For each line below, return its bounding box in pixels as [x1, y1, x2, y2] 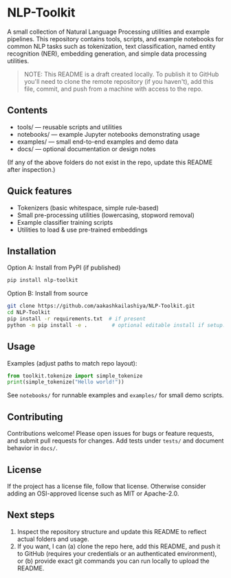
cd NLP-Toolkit [7, 309, 51, 316]
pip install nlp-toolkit [7, 277, 78, 284]
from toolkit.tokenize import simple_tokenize [7, 373, 143, 379]
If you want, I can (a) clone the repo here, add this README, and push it [16, 542, 221, 551]
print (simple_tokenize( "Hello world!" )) [7, 379, 125, 386]
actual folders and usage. [16, 535, 89, 543]
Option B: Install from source [7, 289, 88, 298]
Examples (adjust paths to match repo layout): [7, 359, 137, 367]
